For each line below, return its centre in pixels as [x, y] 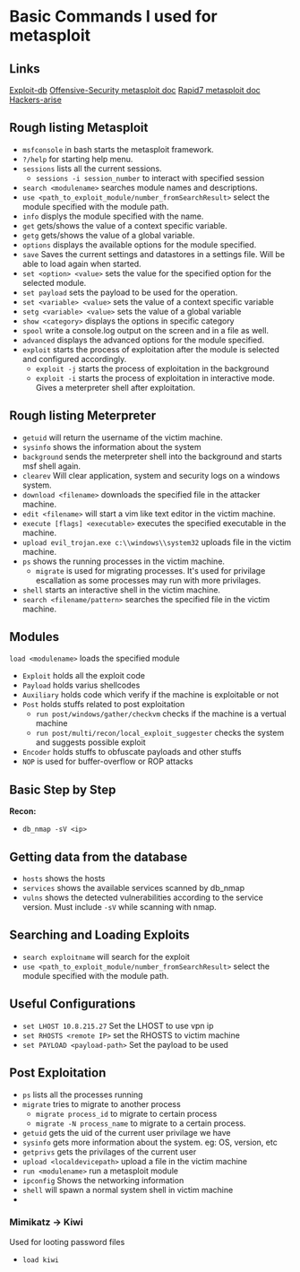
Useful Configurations [73, 1004]
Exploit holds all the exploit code [84, 676]
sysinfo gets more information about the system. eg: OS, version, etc [150, 1142]
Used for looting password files [67, 1242]
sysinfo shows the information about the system [111, 446]
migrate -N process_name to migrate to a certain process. [141, 1123]
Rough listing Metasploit [79, 128]
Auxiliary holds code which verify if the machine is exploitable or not [150, 695]
